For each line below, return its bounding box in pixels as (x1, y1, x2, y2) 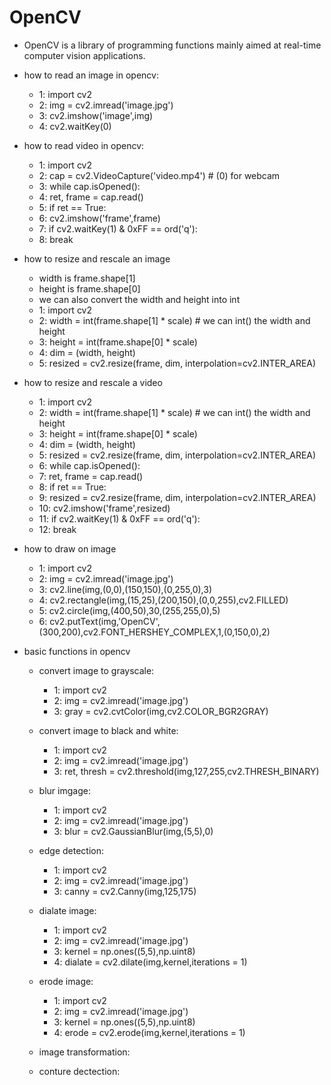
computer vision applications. (23, 49, 146, 61)
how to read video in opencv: (23, 139, 145, 151)
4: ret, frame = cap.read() (38, 191, 144, 203)
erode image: (38, 975, 94, 987)
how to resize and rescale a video (23, 376, 163, 388)
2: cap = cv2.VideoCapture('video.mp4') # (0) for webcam (38, 169, 281, 181)
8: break (38, 233, 74, 245)
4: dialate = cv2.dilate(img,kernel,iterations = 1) (53, 956, 248, 968)
